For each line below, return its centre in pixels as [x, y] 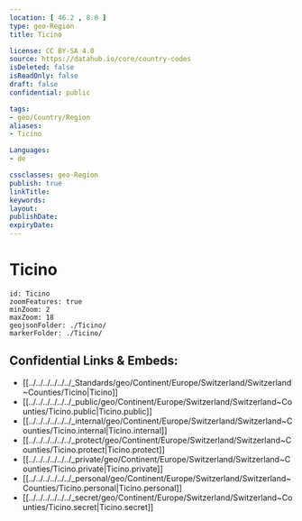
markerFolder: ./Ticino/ [56, 333]
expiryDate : [32, 225]
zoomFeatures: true [46, 302]
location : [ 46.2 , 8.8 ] [58, 18]
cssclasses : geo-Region [54, 175]
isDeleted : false [42, 68]
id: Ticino [30, 294]
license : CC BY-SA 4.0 [52, 50]
